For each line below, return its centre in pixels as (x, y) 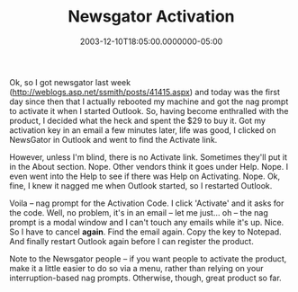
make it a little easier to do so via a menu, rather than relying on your (136, 268)
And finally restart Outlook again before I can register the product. (131, 241)
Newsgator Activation (151, 17)
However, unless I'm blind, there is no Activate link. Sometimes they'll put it (149, 157)
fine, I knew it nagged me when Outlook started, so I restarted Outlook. (141, 185)
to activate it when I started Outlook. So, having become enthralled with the (149, 111)
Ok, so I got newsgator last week (70, 82)
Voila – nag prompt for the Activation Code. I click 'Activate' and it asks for (147, 203)
